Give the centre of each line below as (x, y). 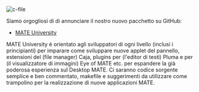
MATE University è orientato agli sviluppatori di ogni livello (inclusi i (90, 44)
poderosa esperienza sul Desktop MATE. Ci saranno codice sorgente (92, 70)
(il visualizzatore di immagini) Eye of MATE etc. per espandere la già (91, 63)
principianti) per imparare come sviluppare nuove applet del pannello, (93, 51)
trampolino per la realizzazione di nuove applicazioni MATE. (81, 82)
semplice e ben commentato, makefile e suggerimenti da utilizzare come (97, 76)
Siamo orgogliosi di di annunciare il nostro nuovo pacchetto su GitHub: (94, 21)
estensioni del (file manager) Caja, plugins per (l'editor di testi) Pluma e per (100, 57)
